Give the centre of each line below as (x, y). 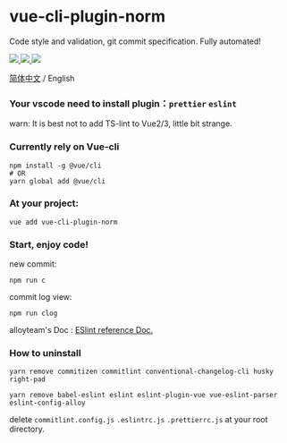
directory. (27, 429)
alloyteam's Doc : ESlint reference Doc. (81, 330)
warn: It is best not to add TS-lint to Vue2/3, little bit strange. (121, 124)
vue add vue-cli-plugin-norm (63, 222)
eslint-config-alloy (48, 403)
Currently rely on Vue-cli (64, 147)
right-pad (28, 379)
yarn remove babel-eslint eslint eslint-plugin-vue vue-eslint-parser (143, 396)
